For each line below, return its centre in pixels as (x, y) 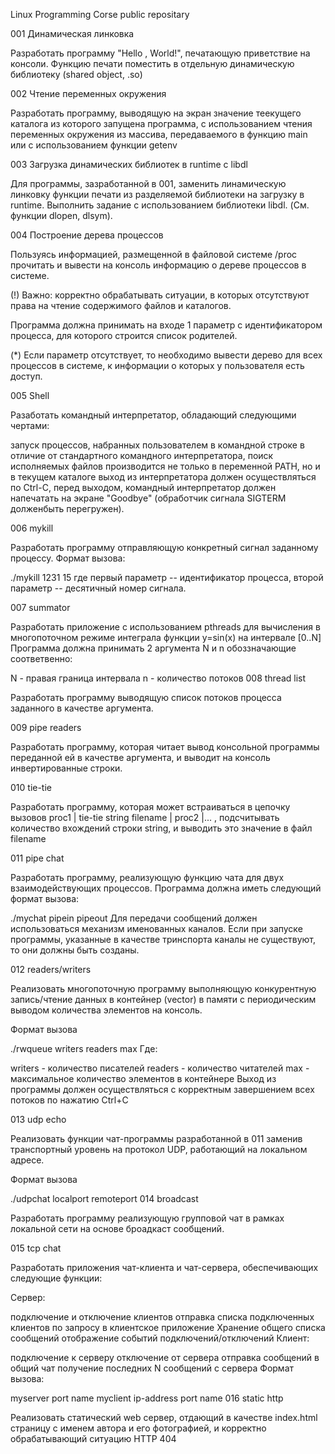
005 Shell (30, 395)
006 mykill (32, 528)
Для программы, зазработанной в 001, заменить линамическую (148, 183)
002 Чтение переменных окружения (88, 93)
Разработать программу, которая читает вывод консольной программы (165, 747)
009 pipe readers (46, 727)
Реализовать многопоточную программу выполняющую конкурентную (163, 988)
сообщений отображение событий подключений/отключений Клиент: (160, 1338)
